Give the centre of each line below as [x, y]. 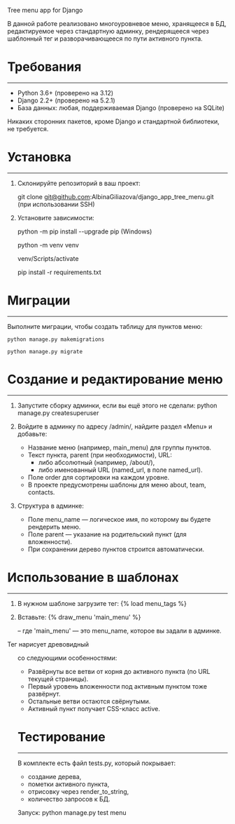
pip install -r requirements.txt [59, 272]
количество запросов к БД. [69, 799]
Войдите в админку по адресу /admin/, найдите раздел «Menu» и [115, 426]
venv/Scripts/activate [48, 258]
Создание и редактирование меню [115, 379]
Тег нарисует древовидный [48, 644]
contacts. [41, 492]
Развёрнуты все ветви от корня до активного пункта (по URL [119, 671]
